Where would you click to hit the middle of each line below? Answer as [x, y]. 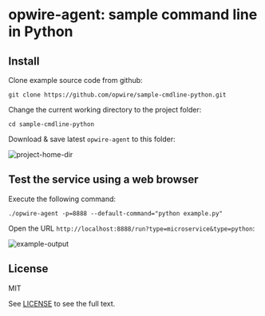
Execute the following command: [62, 199]
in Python [41, 32]
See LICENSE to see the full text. [62, 303]
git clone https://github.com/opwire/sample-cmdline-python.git [117, 95]
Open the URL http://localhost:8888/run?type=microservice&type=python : [132, 228]
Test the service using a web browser [103, 180]
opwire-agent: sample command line [133, 15]
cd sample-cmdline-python [51, 124]
